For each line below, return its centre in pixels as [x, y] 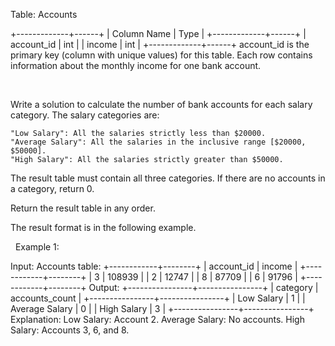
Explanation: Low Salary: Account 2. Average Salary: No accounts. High [157, 319]
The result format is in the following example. [103, 227]
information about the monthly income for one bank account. [136, 65]
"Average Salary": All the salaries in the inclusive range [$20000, [158, 142]
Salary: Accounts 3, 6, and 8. [70, 330]
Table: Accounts [44, 14]
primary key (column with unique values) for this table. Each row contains [161, 55]
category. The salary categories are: [85, 115]
